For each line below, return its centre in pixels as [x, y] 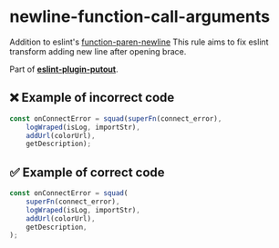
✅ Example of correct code [88, 172]
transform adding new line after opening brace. [98, 51]
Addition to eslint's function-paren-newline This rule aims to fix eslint [139, 42]
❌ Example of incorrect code [92, 98]
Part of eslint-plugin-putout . [64, 69]
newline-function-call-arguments [140, 17]
